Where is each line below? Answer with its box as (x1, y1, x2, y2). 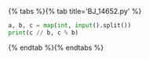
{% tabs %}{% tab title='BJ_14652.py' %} (8, 7, 142, 16)
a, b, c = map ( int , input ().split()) (8, 22, 132, 29)
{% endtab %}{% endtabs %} (8, 43, 104, 52)
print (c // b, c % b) (8, 29, 79, 36)
